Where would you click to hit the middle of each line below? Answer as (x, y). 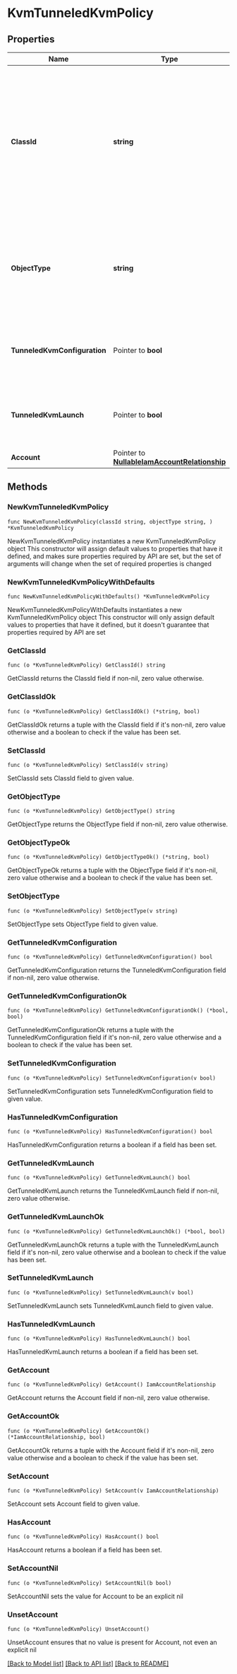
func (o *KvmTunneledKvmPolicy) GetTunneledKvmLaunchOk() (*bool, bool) (116, 1231)
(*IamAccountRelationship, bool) (56, 1437)
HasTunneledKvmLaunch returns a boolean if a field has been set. (103, 1352)
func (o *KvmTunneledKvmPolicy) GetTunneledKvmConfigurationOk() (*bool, (118, 1011)
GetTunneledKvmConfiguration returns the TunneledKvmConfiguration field (117, 970)
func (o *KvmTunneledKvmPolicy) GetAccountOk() (79, 1431)
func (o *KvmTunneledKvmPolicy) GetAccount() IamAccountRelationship (112, 1385)
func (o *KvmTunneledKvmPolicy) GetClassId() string (86, 665)
